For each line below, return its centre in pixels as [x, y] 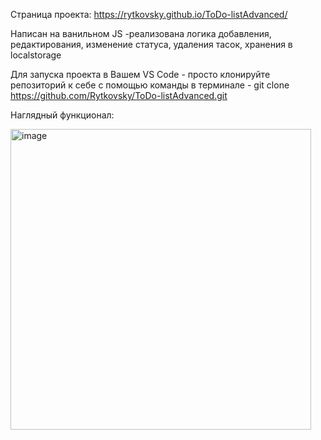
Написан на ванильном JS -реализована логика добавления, [141, 33]
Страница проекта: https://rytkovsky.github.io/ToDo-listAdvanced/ [149, 14]
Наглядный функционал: [62, 115]
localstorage [36, 55]
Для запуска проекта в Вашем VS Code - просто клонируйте [140, 74]
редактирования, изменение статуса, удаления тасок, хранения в [151, 44]
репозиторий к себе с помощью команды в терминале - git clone [150, 85]
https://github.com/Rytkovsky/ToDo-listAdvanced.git [119, 95]
